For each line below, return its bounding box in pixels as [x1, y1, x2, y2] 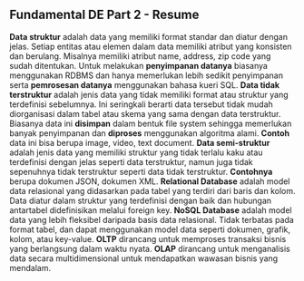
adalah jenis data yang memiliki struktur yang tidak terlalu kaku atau [9, 147, 263, 158]
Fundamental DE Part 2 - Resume [9, 7, 200, 23]
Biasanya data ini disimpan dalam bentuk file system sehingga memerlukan [9, 118, 292, 129]
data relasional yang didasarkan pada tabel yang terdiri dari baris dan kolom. [9, 185, 296, 196]
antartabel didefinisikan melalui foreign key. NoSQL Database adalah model [9, 204, 292, 216]
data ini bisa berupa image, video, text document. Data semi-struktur [9, 137, 270, 148]
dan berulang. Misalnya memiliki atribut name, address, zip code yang [9, 50, 271, 62]
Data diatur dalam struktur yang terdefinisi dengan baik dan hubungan [9, 195, 272, 206]
